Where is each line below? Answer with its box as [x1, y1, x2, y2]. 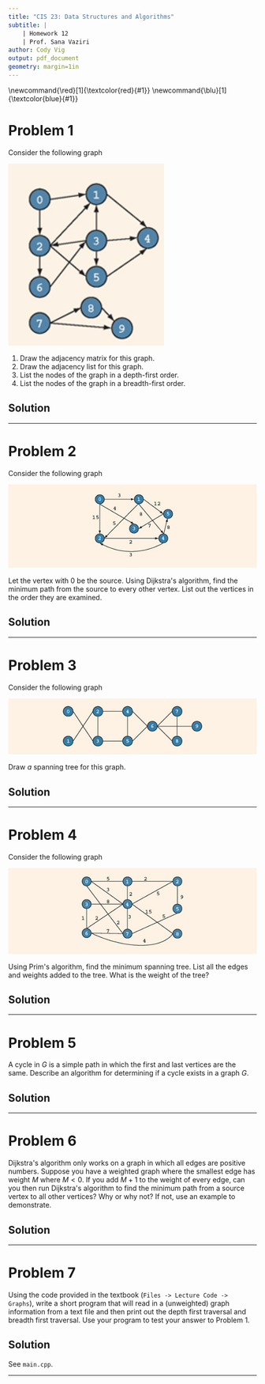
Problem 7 [8, 1264, 77, 1282]
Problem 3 [8, 656, 77, 674]
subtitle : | [8, 21, 47, 29]
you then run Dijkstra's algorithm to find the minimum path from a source [8, 1183, 244, 1193]
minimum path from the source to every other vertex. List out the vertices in [8, 584, 254, 593]
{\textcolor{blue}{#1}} [8, 93, 79, 103]
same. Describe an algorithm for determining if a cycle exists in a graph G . [8, 1068, 249, 1078]
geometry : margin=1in [8, 63, 80, 71]
